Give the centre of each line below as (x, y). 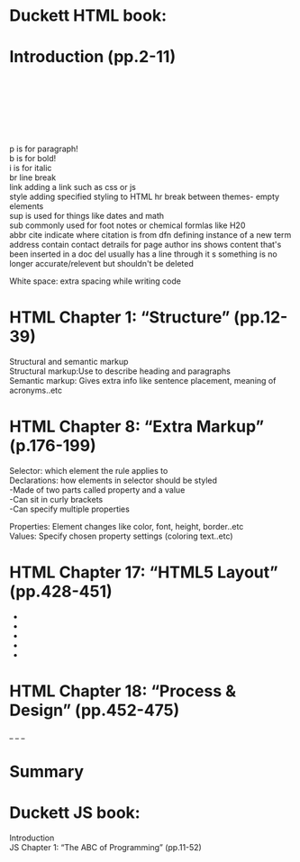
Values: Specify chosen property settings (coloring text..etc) (121, 536)
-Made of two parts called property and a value (97, 490)
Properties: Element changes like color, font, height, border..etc (127, 526)
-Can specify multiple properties (70, 509)
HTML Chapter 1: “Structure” (120, 318)
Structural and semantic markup (69, 362)
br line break (33, 177)
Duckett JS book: (75, 813)
